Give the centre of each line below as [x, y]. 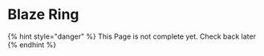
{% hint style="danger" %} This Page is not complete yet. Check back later [132, 36]
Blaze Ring [43, 15]
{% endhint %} [32, 44]
